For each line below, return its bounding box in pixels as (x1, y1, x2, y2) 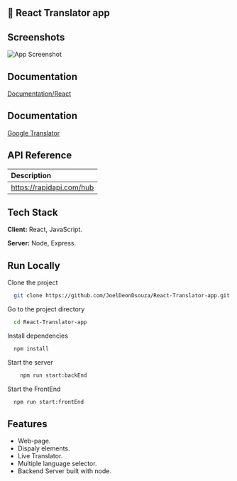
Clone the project (7, 278, 58, 287)
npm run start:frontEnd (13, 398, 84, 405)
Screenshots (7, 31, 65, 43)
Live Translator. (17, 452, 63, 460)
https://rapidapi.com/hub (11, 182, 94, 192)
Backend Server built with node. (17, 467, 112, 475)
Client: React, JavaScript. (7, 225, 83, 234)
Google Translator (7, 128, 60, 137)
